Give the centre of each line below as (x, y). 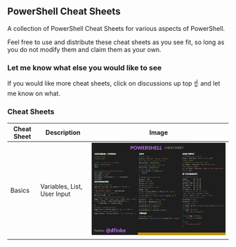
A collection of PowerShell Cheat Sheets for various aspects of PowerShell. (116, 28)
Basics (20, 190)
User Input (55, 194)
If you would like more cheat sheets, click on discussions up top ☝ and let (114, 84)
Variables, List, (61, 187)
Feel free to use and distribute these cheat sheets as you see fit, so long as (116, 42)
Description (63, 133)
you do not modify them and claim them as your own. (84, 49)
